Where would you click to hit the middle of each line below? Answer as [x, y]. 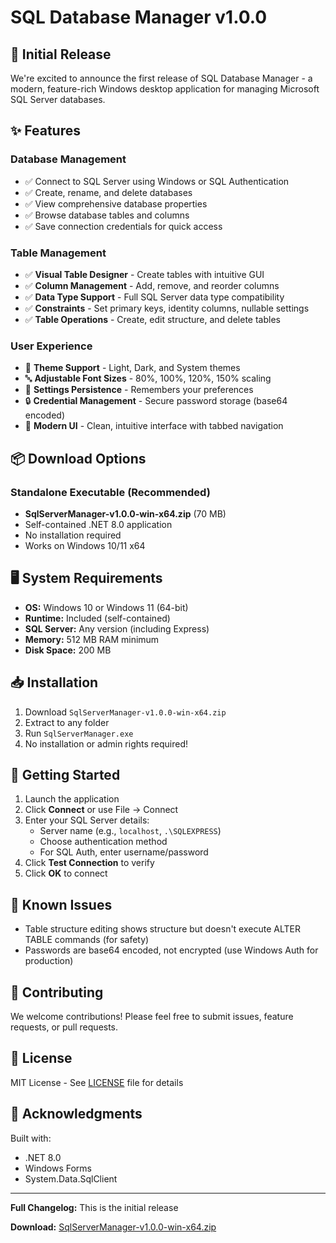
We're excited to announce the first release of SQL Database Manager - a [161, 78]
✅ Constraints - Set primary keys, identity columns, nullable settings [167, 308]
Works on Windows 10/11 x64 [85, 545]
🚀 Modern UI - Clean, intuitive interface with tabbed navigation [154, 426]
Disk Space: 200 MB [68, 650]
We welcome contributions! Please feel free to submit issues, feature [152, 1017]
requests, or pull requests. [64, 1027]
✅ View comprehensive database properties [116, 203]
